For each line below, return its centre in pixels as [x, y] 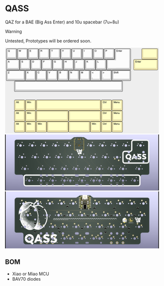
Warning [13, 31]
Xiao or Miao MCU [31, 274]
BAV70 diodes [26, 279]
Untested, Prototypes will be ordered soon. [48, 41]
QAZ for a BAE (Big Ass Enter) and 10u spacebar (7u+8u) [62, 22]
